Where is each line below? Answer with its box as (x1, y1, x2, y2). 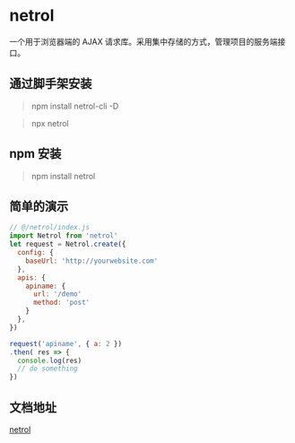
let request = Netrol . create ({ (9, 239, 126, 249)
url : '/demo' (32, 290, 82, 299)
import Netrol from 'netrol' (9, 231, 118, 240)
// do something (17, 364, 78, 373)
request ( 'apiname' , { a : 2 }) (9, 339, 123, 348)
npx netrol (30, 117, 69, 128)
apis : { (17, 273, 47, 282)
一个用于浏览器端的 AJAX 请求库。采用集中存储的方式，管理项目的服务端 (9, 36, 278, 47)
